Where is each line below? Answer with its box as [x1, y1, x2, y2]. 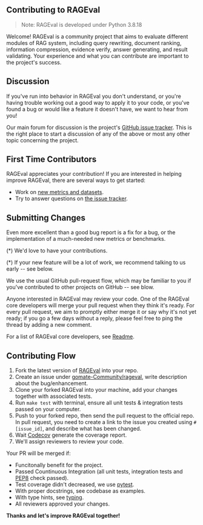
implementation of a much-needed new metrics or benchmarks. [6, 235, 166, 243]
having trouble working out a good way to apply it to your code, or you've [6, 99, 190, 106]
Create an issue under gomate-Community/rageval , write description [15, 374, 187, 381]
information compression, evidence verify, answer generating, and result [6, 46, 188, 53]
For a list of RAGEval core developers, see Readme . [6, 333, 135, 340]
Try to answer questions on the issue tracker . [15, 195, 128, 203]
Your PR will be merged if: [6, 450, 71, 457]
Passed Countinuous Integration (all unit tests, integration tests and [15, 468, 183, 475]
